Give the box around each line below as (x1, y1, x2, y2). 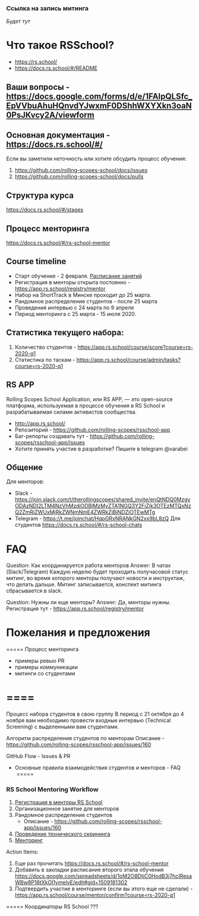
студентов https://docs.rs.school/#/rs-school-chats (14, 521, 143, 529)
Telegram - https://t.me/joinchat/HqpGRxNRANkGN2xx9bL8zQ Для (14, 515, 181, 522)
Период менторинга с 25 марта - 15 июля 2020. (14, 310, 137, 317)
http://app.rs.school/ (14, 420, 65, 427)
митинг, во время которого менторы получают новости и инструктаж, (6, 575, 185, 582)
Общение (6, 462, 43, 472)
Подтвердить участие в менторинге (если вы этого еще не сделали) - (14, 885, 193, 892)
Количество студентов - (14, 343, 77, 350)
